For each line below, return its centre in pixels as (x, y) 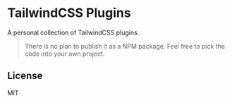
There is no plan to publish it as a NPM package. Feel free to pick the (125, 46)
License (25, 76)
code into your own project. (65, 54)
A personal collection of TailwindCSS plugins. (73, 32)
